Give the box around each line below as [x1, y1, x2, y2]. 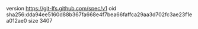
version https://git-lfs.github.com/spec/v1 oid [6, 5, 117, 12]
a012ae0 [6, 17, 27, 24]
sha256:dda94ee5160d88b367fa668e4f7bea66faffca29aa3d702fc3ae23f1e [6, 11, 193, 18]
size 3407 [28, 17, 53, 24]
